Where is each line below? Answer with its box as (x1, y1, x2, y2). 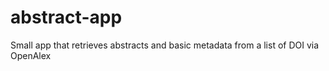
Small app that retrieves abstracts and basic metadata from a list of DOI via (10, 39, 320, 51)
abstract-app (10, 6, 123, 29)
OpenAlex (10, 49, 52, 61)
